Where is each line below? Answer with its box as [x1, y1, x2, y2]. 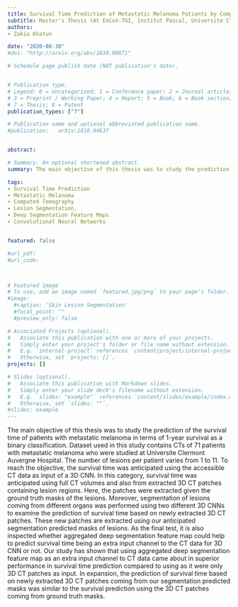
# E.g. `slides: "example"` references [7, 393, 132, 400]
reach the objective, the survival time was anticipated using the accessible [7, 464, 225, 472]
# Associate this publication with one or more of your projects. [7, 334, 214, 341]
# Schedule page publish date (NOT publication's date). [7, 62, 179, 70]
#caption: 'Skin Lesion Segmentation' [13, 302, 129, 309]
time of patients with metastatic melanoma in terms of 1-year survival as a [7, 434, 223, 442]
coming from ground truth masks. [7, 592, 106, 601]
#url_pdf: [7, 250, 37, 257]
